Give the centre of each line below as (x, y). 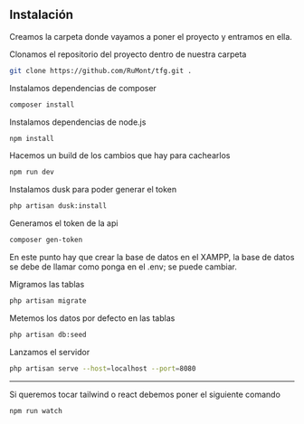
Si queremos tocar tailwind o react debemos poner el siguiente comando (145, 394)
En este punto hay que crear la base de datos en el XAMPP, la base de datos (152, 258)
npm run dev (32, 172)
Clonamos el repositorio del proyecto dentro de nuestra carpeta (128, 54)
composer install (42, 104)
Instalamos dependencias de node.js (78, 122)
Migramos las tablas (47, 285)
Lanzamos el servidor (50, 352)
